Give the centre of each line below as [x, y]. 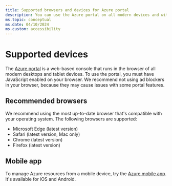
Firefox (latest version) [36, 145]
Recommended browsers [46, 101]
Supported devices [47, 55]
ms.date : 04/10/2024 [27, 24]
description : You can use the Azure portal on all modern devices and [82, 15]
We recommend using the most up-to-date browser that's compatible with [84, 113]
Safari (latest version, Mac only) [46, 134]
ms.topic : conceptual [28, 19]
